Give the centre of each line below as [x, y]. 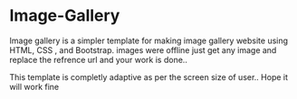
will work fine [34, 86]
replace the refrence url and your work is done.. [99, 59]
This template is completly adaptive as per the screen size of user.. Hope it [148, 76]
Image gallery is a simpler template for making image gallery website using [148, 40]
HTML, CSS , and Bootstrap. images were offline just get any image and [143, 49]
